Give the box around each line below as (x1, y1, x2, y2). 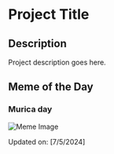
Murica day (8, 104, 53, 115)
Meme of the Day (8, 80, 94, 93)
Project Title (8, 5, 90, 24)
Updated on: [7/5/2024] (8, 137, 86, 146)
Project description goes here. (8, 57, 106, 67)
